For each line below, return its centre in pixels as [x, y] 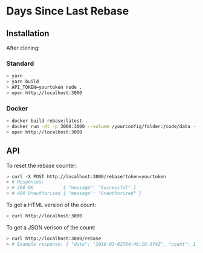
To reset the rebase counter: [42, 165]
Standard [20, 63]
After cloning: [23, 48]
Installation [28, 34]
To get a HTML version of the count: [51, 205]
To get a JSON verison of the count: [51, 227]
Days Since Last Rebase [68, 11]
